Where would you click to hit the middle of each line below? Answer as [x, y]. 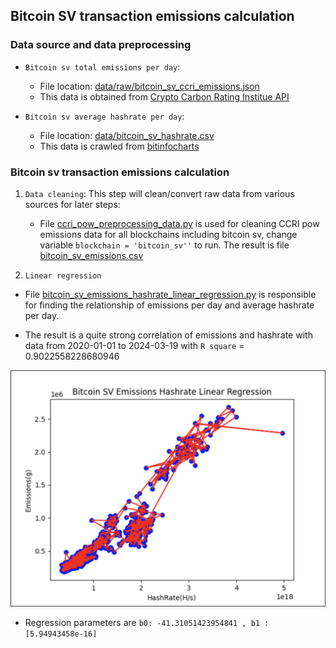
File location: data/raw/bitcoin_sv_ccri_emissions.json [149, 86]
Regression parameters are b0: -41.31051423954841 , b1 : [147, 622]
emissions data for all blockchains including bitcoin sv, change [168, 234]
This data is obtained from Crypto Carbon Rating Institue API [164, 96]
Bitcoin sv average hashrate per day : [104, 116]
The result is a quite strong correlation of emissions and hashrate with [168, 335]
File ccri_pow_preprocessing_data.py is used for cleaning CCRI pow [179, 223]
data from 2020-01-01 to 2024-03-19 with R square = [134, 345]
